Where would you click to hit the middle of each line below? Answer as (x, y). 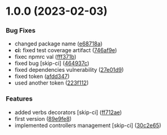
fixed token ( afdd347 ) (42, 76)
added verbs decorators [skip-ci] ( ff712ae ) (68, 112)
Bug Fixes (21, 31)
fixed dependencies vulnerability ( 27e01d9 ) (69, 70)
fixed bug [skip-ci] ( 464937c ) (52, 63)
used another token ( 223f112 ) (52, 83)
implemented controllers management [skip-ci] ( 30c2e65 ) (88, 125)
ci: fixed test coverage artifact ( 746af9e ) (66, 50)
